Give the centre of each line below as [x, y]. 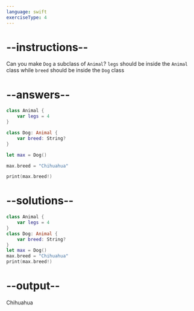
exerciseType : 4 [27, 17]
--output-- [33, 286]
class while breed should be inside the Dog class [65, 71]
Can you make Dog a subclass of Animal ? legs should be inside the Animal [97, 64]
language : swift [27, 12]
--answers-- [38, 95]
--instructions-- [47, 47]
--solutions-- [40, 201]
